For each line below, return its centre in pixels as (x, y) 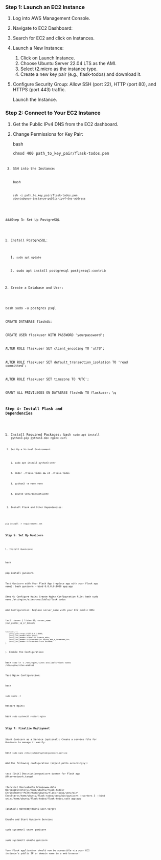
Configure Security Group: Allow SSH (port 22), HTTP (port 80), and (85, 84)
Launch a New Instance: (38, 48)
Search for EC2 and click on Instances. (54, 38)
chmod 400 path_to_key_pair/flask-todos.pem (61, 153)
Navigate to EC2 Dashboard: (43, 28)
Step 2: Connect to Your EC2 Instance (53, 113)
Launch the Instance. (35, 100)
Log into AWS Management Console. (51, 18)
